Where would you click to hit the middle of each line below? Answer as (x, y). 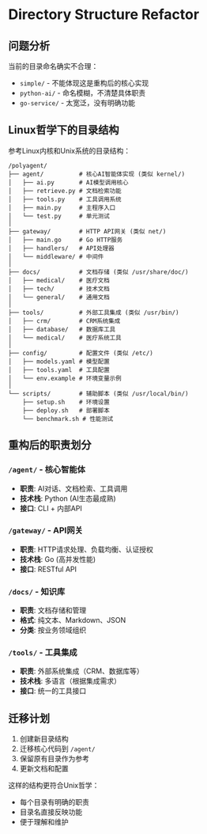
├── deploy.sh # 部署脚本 (66, 410)
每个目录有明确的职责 (54, 802)
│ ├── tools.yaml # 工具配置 (59, 370)
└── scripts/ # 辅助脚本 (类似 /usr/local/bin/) (98, 393)
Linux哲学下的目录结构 (64, 130)
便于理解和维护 (44, 822)
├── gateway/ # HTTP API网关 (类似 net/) (87, 231)
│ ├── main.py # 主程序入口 (62, 207)
